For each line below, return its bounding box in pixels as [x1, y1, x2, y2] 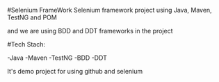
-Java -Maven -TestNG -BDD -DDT [7, 54, 108, 62]
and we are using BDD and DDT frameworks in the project [7, 27, 173, 35]
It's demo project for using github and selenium [7, 67, 143, 75]
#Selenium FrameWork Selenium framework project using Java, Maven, [7, 6, 212, 14]
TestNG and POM [7, 13, 57, 22]
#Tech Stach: [7, 40, 45, 48]
